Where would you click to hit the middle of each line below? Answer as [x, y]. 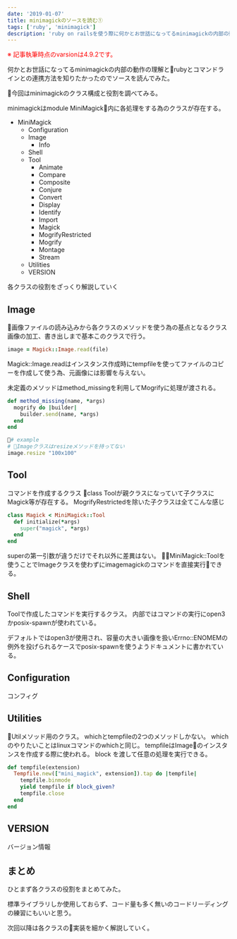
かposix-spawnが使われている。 [54, 622]
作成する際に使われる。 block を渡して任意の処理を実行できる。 [119, 754]
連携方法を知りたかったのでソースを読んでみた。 [103, 78]
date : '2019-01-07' [36, 14]
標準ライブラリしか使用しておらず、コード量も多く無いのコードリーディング [118, 904]
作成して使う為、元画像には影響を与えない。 [84, 372]
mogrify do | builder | [45, 407]
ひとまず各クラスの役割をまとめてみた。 [66, 889]
